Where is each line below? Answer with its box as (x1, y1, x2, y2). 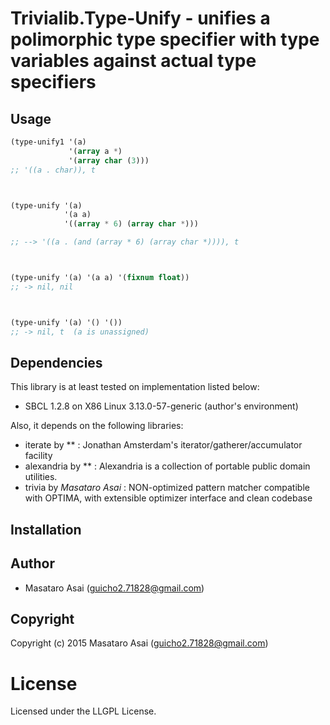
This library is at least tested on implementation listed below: (10, 381, 260, 393)
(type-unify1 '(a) (10, 137, 87, 147)
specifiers (10, 71, 97, 94)
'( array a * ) (68, 146, 123, 156)
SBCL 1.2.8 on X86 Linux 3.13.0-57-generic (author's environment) (24, 400, 299, 412)
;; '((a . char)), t (10, 165, 97, 175)
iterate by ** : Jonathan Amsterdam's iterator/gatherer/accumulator (24, 439, 303, 451)
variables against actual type (10, 50, 257, 72)
